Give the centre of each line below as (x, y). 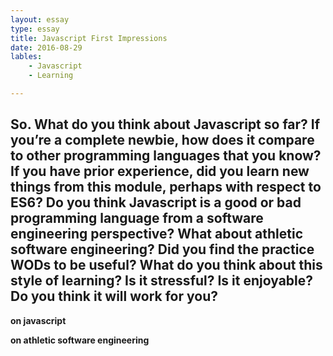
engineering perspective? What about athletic (156, 234)
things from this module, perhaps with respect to (166, 187)
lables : (26, 57)
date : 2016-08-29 (46, 47)
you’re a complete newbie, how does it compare (162, 140)
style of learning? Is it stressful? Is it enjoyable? (162, 281)
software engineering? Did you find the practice (162, 249)
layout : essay (40, 19)
